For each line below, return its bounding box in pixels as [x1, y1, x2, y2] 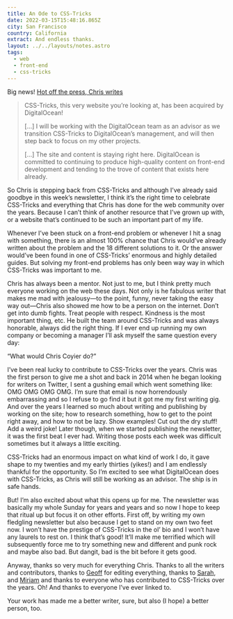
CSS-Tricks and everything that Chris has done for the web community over [7, 200, 225, 209]
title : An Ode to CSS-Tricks [7, 10, 92, 17]
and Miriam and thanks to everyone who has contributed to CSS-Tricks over [7, 575, 225, 584]
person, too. [7, 604, 42, 612]
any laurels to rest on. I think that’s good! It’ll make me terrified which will [7, 533, 216, 541]
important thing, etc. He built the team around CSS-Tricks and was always [7, 316, 219, 324]
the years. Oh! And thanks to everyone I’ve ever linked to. [7, 583, 172, 591]
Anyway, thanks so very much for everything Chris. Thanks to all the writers [7, 561, 225, 569]
